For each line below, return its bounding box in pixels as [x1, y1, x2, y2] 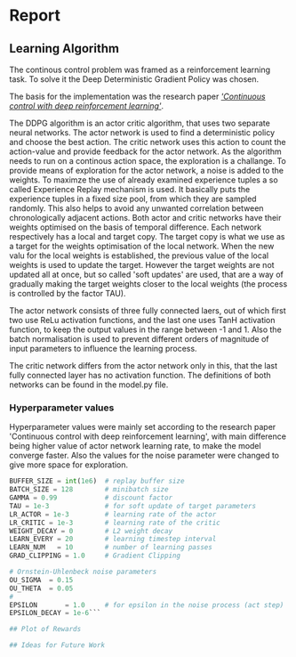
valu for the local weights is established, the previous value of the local [9, 250, 269, 261]
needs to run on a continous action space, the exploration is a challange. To [9, 156, 286, 166]
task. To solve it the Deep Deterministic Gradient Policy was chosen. [9, 74, 260, 85]
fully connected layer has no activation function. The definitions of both [9, 370, 271, 380]
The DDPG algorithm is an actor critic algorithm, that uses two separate [9, 118, 271, 128]
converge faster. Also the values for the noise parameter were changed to [9, 450, 280, 461]
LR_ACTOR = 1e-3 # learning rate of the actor [9, 509, 217, 519]
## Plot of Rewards [9, 625, 82, 634]
